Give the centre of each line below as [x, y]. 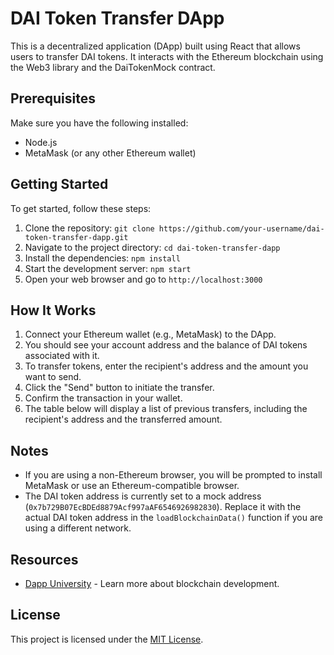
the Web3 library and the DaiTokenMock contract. [113, 67]
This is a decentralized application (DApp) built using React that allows [155, 46]
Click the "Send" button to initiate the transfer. [119, 388]
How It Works [53, 310]
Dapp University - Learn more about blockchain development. [152, 583]
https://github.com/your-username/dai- [241, 228]
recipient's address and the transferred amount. [123, 419]
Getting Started [59, 184]
